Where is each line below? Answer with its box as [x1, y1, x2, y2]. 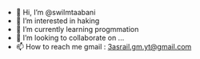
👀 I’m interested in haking [15, 16, 100, 26]
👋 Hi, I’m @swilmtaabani [15, 8, 96, 17]
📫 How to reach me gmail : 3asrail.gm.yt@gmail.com [15, 42, 192, 51]
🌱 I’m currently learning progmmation [15, 25, 139, 33]
